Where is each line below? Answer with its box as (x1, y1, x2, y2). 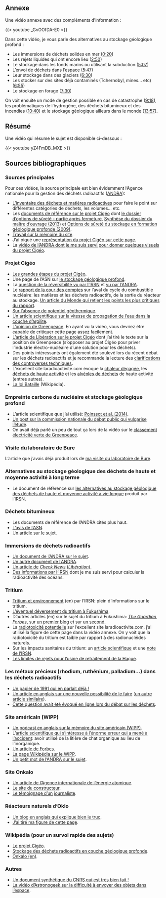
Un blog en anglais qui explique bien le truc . (12, 814, 102, 820)
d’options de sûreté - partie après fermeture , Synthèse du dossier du (12, 216, 153, 222)
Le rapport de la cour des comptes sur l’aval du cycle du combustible (12, 287, 153, 293)
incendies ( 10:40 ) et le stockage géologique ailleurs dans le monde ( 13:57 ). (5, 108, 158, 114)
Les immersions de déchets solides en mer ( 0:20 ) (12, 51, 114, 57)
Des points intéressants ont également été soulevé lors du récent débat (12, 349, 158, 355)
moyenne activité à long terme (5, 474, 80, 481)
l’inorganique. (12, 740, 41, 746)
